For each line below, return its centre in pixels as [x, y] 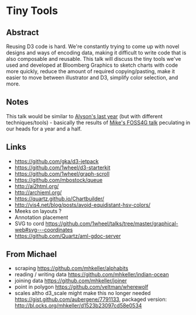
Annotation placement [41, 217]
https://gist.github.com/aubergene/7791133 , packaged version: [91, 299]
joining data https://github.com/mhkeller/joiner [71, 281]
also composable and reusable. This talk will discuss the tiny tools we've [94, 59]
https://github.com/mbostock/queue [58, 180]
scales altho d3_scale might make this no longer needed [82, 293]
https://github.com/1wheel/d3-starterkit [62, 167]
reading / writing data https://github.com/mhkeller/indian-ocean [92, 275]
